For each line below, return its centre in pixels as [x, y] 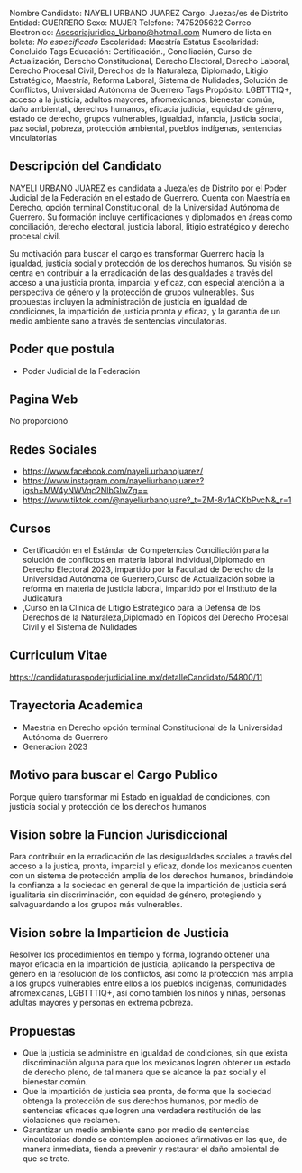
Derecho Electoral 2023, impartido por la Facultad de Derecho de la [148, 569]
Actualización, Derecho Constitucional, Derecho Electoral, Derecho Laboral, [150, 61]
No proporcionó [39, 421]
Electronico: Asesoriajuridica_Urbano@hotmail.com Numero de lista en [141, 32]
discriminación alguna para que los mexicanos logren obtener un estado [156, 1062]
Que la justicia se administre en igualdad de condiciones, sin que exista [155, 1053]
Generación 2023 [55, 746]
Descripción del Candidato [86, 166]
